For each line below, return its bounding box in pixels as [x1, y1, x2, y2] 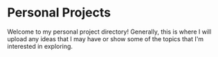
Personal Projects [7, 5, 111, 21]
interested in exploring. [7, 42, 73, 50]
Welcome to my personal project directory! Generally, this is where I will [7, 27, 212, 36]
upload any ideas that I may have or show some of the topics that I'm [7, 34, 204, 43]
